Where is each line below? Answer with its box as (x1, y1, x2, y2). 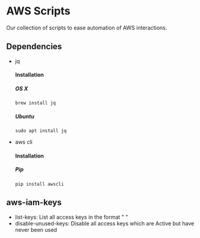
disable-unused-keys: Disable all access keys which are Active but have (14, 219, 195, 227)
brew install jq (14, 100, 56, 106)
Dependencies (6, 41, 62, 52)
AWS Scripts (6, 4, 71, 18)
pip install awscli (14, 181, 64, 187)
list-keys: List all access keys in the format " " (14, 213, 128, 221)
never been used (14, 226, 57, 233)
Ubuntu (14, 112, 35, 120)
